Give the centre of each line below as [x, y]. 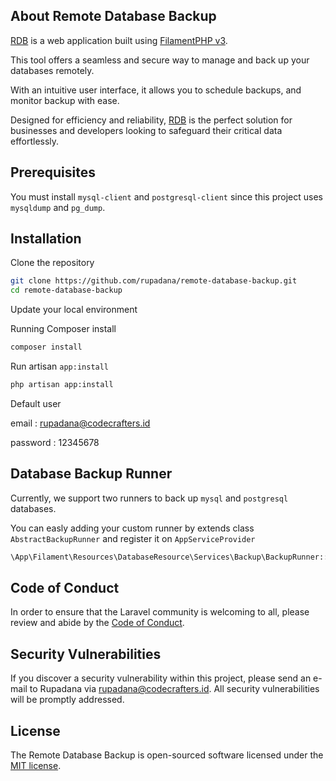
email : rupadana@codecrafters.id [80, 423]
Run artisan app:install [60, 366]
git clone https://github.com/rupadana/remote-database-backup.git [154, 281]
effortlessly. [35, 141]
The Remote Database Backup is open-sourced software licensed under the [167, 755]
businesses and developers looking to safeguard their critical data [146, 130]
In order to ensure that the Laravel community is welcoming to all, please [160, 612]
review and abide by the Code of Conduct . [97, 623]
